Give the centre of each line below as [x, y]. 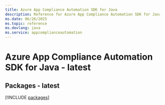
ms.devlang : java [23, 28]
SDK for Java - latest [48, 68]
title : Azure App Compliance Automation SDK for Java [61, 10]
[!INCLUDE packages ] [27, 97]
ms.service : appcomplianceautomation [44, 33]
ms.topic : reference [26, 23]
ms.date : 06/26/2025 [26, 19]
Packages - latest [32, 86]
